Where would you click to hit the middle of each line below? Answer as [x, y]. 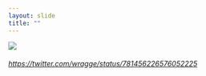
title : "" [25, 23]
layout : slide [32, 16]
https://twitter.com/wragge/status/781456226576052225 [103, 64]
